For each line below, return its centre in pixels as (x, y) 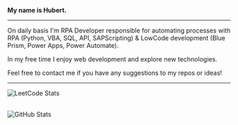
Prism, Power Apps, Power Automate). (63, 46)
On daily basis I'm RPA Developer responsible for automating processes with (119, 30)
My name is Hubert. (37, 10)
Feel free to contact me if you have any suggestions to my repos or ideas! (115, 73)
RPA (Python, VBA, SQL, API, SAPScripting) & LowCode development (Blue (116, 38)
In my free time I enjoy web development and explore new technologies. (112, 59)
